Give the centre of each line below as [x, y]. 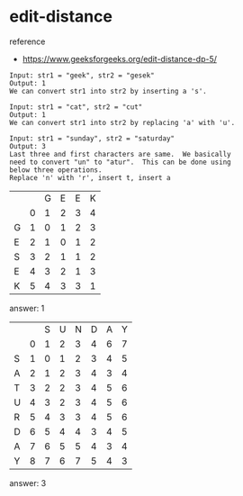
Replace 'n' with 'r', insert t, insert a [90, 177]
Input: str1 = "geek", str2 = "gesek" [82, 75]
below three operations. [56, 170]
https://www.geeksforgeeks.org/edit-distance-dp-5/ [120, 59]
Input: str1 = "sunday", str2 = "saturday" [92, 138]
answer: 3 [28, 482]
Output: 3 [28, 146]
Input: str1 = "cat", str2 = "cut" [76, 107]
